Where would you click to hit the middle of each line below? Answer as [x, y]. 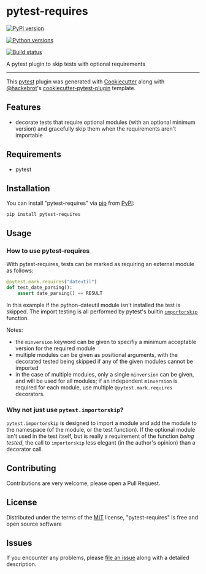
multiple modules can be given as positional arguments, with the [96, 354]
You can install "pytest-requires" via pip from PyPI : [71, 203]
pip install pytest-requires [44, 215]
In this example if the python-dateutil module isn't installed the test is [93, 305]
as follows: [20, 270]
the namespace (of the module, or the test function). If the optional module [101, 429]
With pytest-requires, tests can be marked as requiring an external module [101, 264]
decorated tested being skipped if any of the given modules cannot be [104, 361]
